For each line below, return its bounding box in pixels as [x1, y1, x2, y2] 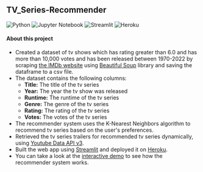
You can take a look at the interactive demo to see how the [15, 152, 163, 160]
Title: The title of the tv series [24, 81, 99, 88]
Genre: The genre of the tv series [24, 101, 109, 108]
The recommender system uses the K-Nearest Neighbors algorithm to [15, 120, 191, 127]
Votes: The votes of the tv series [24, 113, 107, 121]
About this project [6, 35, 54, 42]
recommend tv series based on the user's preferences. [15, 126, 154, 134]
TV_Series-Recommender [6, 5, 107, 15]
